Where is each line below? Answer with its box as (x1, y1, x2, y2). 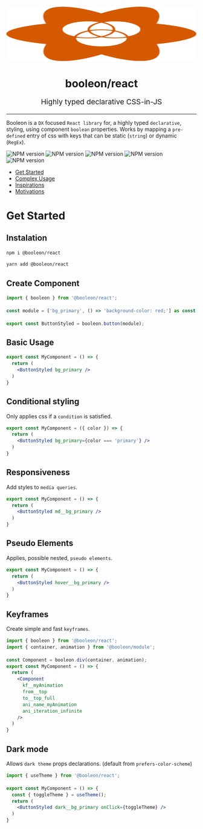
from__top (22, 689, 47, 695)
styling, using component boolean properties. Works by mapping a (6, 125, 171, 133)
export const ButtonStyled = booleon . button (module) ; (6, 321, 145, 327)
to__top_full (22, 695, 56, 701)
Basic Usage (6, 337, 54, 347)
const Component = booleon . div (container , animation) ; (6, 657, 147, 663)
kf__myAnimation (22, 682, 63, 688)
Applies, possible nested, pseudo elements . (6, 554, 113, 561)
